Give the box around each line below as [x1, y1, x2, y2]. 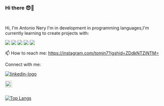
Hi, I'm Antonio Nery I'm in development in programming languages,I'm [5, 25, 149, 31]
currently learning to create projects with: [5, 30, 90, 36]
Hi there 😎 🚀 [5, 4, 34, 11]
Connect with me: [5, 61, 41, 68]
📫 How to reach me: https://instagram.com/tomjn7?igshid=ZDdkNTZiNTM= [5, 50, 159, 56]
